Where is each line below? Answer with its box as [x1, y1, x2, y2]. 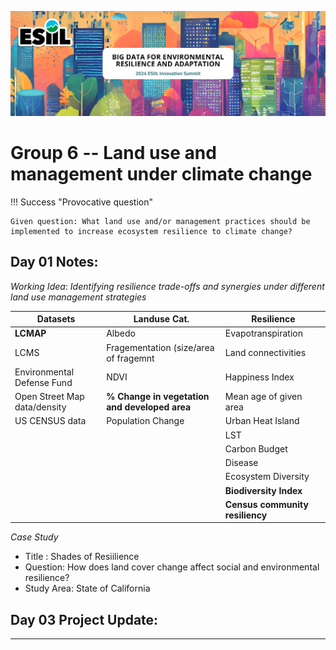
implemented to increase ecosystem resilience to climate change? [10, 226, 293, 236]
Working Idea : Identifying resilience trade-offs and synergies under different [10, 280, 325, 292]
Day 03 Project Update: [10, 611, 159, 628]
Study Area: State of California [24, 582, 151, 595]
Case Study [10, 531, 59, 543]
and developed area [106, 401, 192, 413]
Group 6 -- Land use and [10, 142, 217, 165]
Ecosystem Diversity [224, 471, 310, 483]
